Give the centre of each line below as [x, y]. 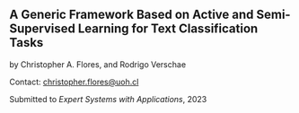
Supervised [43, 29]
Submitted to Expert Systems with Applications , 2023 [108, 99]
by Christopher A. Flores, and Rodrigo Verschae [98, 64]
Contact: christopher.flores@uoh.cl [74, 82]
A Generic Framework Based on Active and [132, 15]
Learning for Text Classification [168, 29]
